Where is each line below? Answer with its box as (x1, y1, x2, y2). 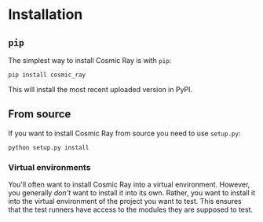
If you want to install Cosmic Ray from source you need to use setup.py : (8, 128, 241, 138)
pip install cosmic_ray (8, 71, 86, 79)
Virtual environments (8, 161, 91, 172)
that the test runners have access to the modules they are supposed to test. (8, 205, 254, 214)
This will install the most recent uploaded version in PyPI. (8, 85, 193, 94)
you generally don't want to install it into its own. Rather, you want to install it (8, 188, 256, 198)
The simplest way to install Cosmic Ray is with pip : (8, 56, 172, 65)
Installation (8, 6, 83, 24)
